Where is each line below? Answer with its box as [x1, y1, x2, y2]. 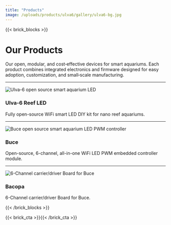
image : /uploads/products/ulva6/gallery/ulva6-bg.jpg [5, 12, 122, 17]
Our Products [5, 44, 63, 56]
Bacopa [5, 183, 24, 190]
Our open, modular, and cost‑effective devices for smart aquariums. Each [5, 61, 159, 67]
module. [5, 155, 23, 162]
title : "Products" [5, 7, 44, 13]
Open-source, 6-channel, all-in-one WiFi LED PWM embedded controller [5, 150, 158, 156]
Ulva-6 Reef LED [5, 99, 47, 106]
